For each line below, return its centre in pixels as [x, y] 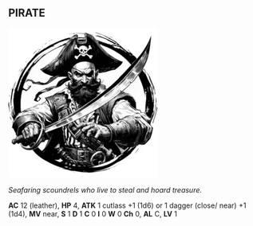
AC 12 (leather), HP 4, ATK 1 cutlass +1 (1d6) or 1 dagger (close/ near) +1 [127, 205]
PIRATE [27, 13]
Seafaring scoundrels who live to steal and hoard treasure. [105, 189]
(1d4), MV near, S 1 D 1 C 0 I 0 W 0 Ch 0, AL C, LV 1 [93, 213]
